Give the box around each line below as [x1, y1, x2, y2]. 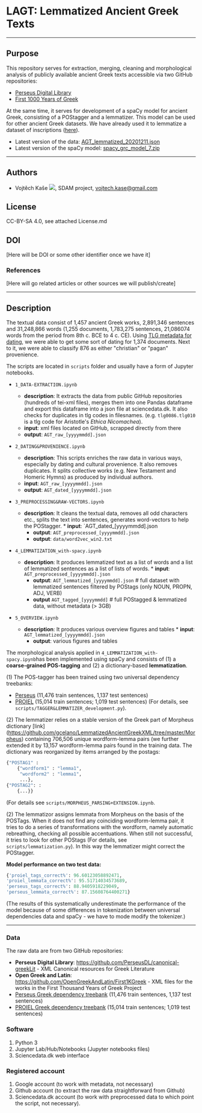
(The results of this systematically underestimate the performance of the [6, 900, 186, 907]
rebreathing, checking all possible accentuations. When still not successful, [6, 830, 194, 837]
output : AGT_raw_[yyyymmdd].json [23, 431, 106, 438]
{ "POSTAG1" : [6, 760, 39, 766]
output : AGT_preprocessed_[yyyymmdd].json [32, 529, 139, 536]
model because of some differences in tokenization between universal [6, 906, 180, 914]
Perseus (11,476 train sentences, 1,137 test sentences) [14, 692, 148, 699]
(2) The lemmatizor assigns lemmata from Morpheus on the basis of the [6, 810, 185, 818]
